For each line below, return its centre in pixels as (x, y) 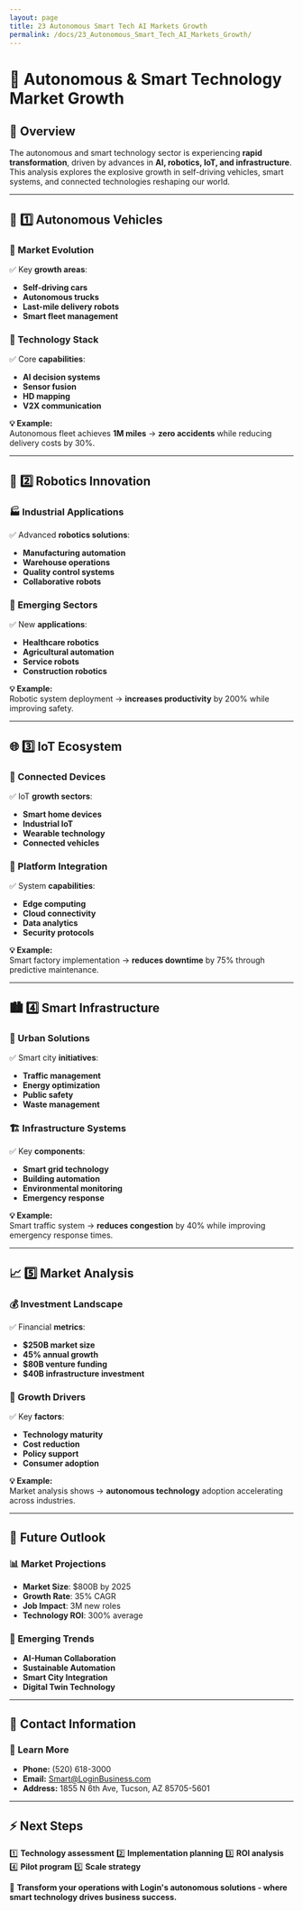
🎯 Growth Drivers (48, 1396)
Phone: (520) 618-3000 (67, 1769)
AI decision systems (61, 377)
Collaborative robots (62, 581)
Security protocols (58, 933)
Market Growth (67, 98)
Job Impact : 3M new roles (72, 1605)
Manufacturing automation (74, 553)
